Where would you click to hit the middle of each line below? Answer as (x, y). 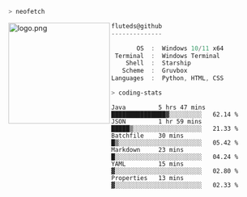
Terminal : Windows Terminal (167, 56)
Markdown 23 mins (148, 149)
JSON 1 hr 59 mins (157, 121)
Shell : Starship (158, 63)
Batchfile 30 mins (148, 136)
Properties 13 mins (148, 178)
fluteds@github (137, 26)
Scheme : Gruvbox (155, 71)
